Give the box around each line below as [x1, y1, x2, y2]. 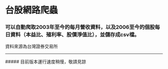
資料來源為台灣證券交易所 [5, 43, 58, 49]
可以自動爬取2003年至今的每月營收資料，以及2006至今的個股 [5, 23, 155, 30]
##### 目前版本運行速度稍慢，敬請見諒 [5, 58, 86, 65]
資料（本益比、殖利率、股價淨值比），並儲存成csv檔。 [10, 31, 140, 38]
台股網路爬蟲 [5, 4, 58, 16]
